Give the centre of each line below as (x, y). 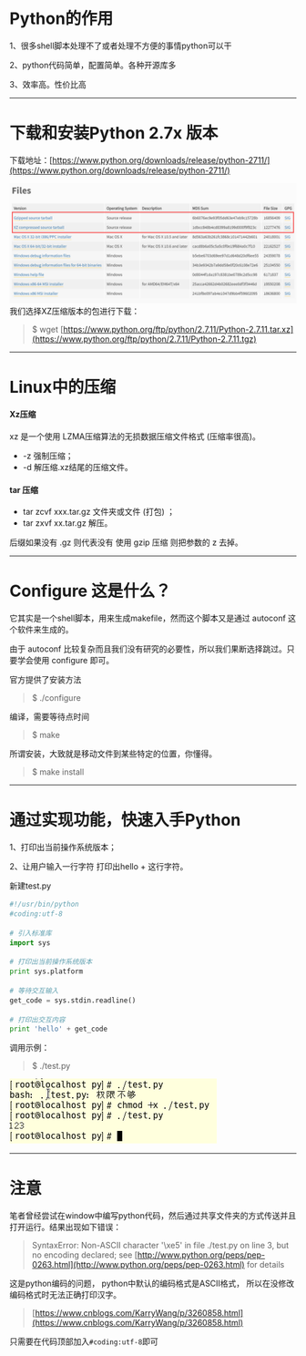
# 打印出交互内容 (37, 1020)
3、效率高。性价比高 (48, 84)
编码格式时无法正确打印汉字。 (65, 1295)
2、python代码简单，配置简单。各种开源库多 (93, 65)
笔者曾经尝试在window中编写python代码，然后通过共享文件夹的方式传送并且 (153, 1216)
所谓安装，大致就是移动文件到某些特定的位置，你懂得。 (113, 754)
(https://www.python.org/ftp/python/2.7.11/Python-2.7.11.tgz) (144, 339)
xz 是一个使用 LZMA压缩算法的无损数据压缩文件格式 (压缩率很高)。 (135, 436)
